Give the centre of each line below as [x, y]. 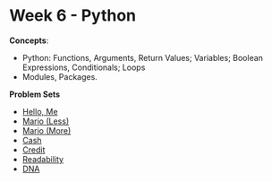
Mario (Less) [46, 121]
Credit [34, 150]
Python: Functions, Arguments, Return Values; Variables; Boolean [143, 57]
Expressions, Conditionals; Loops [84, 67]
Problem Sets [35, 94]
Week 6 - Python [73, 16]
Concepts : [29, 40]
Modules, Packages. [60, 76]
